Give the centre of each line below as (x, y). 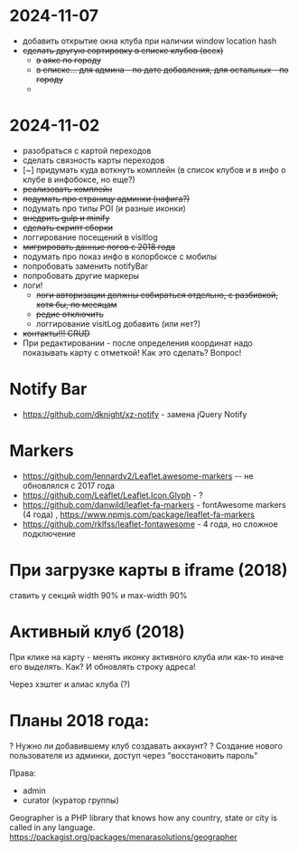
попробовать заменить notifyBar (85, 266)
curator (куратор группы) (70, 800)
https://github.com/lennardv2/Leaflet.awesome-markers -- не (138, 475)
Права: (23, 773)
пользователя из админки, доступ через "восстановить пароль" (134, 755)
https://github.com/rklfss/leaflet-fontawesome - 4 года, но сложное (150, 524)
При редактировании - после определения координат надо (137, 343)
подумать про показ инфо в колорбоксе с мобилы (119, 256)
